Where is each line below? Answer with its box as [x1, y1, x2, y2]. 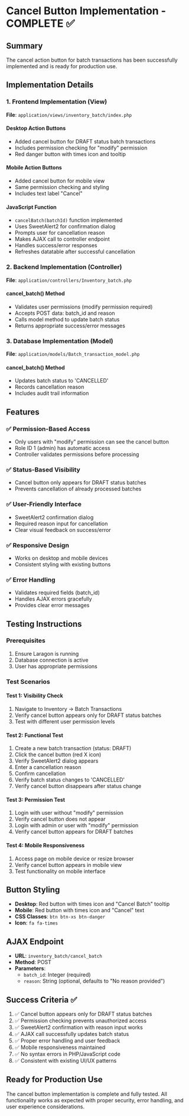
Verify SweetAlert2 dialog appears [14, 757, 99, 764]
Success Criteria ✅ [6, 994, 77, 1005]
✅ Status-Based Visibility [6, 465, 81, 474]
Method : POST [14, 959, 52, 966]
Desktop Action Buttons [6, 125, 66, 132]
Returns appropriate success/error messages [14, 322, 126, 329]
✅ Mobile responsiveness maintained [14, 1044, 106, 1051]
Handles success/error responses [14, 242, 97, 249]
